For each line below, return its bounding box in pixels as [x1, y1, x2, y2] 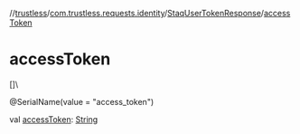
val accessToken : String [9, 113, 98, 125]
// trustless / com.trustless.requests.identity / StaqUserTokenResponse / [9, 8, 265, 18]
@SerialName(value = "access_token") [9, 96, 155, 107]
